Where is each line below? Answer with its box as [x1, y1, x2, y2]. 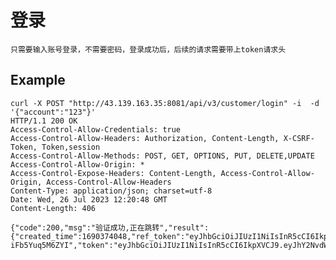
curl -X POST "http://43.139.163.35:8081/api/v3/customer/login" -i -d [10, 98, 320, 108]
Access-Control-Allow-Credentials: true [10, 124, 182, 135]
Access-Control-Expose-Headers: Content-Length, [10, 168, 217, 178]
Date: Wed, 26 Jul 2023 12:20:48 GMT [10, 194, 168, 205]
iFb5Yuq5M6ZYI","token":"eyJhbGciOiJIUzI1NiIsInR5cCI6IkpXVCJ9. [10, 240, 284, 250]
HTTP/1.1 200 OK [10, 116, 78, 126]
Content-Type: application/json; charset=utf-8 [10, 186, 213, 196]
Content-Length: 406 [10, 203, 97, 213]
